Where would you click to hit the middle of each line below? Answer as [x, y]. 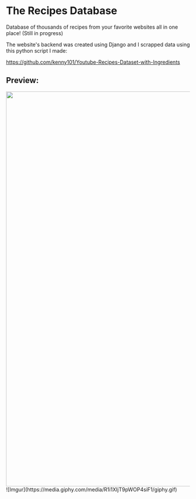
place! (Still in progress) [35, 33]
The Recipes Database [62, 11]
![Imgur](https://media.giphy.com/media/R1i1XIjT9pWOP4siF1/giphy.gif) [92, 489]
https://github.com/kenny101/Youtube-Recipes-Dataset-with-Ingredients [93, 62]
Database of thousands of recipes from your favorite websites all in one [92, 27]
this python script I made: [37, 50]
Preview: [22, 80]
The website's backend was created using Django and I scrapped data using [98, 44]
